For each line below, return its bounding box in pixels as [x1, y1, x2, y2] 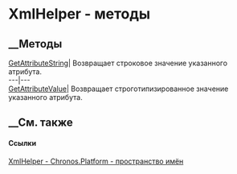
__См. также [8, 116, 74, 130]
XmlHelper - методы [8, 5, 151, 23]
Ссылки [8, 138, 37, 147]
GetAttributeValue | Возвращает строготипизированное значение [8, 84, 229, 93]
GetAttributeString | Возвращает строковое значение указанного [8, 58, 227, 68]
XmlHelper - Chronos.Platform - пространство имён [8, 156, 184, 166]
